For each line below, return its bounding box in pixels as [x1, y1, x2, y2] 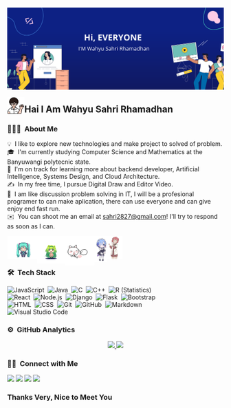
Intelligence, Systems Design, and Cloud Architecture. [7, 173, 160, 181]
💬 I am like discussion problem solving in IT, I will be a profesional [7, 190, 195, 198]
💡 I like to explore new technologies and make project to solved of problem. [7, 140, 223, 148]
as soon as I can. [7, 222, 55, 230]
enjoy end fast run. [7, 204, 60, 213]
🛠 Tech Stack [7, 268, 56, 277]
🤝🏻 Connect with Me [7, 358, 78, 368]
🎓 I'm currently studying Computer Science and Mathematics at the [7, 148, 203, 156]
